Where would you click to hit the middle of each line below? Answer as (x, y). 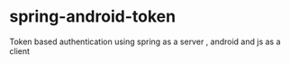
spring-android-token (93, 17)
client (19, 50)
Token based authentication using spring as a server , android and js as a (145, 41)
